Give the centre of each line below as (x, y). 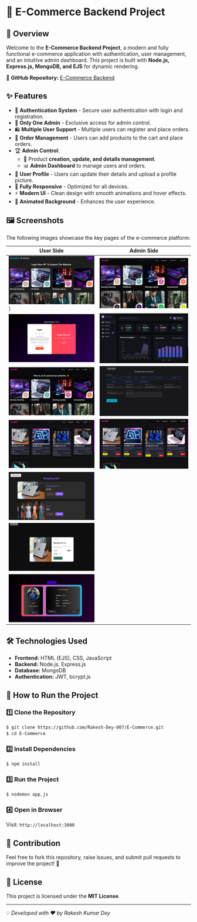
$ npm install (23, 764)
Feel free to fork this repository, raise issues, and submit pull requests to (93, 858)
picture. (24, 180)
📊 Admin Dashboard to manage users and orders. (85, 165)
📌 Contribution (33, 843)
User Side (51, 251)
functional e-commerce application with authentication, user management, (96, 54)
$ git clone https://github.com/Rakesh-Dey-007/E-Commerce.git (85, 727)
